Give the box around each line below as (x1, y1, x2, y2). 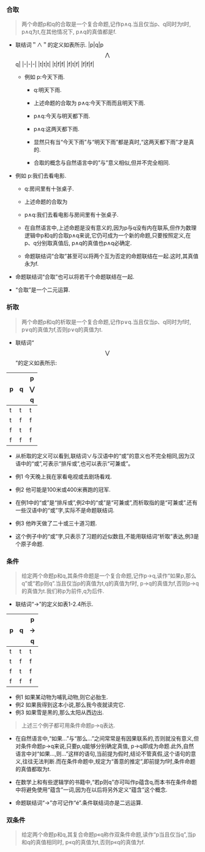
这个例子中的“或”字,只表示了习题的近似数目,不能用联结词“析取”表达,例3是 (15, 532, 199, 540)
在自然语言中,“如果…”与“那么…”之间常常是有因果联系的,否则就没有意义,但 (15, 734, 199, 742)
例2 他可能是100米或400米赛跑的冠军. (15, 486, 111, 493)
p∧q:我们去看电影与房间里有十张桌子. (24, 211, 119, 219)
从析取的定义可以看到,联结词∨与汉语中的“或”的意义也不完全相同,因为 (15, 452, 190, 459)
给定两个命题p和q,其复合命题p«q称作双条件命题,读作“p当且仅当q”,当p (21, 831, 196, 839)
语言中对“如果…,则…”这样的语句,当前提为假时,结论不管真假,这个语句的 (15, 750, 191, 757)
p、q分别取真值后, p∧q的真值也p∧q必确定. (24, 239, 132, 247)
